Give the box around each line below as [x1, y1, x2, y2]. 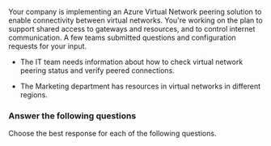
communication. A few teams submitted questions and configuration [8, 32, 236, 42]
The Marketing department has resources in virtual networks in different [19, 81, 261, 91]
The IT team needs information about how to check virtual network [19, 57, 243, 67]
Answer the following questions [8, 109, 137, 121]
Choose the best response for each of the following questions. [8, 129, 217, 139]
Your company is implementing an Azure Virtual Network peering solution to [8, 7, 262, 16]
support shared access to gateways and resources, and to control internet [8, 24, 256, 33]
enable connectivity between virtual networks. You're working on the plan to [8, 15, 263, 25]
